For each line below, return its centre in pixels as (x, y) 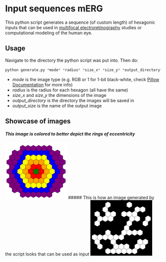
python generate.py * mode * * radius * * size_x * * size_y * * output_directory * (84, 70)
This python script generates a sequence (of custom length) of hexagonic (80, 22)
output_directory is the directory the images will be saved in (73, 100)
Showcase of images (38, 121)
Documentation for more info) (42, 85)
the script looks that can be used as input (47, 254)
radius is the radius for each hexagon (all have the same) (70, 90)
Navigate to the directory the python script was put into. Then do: (72, 60)
